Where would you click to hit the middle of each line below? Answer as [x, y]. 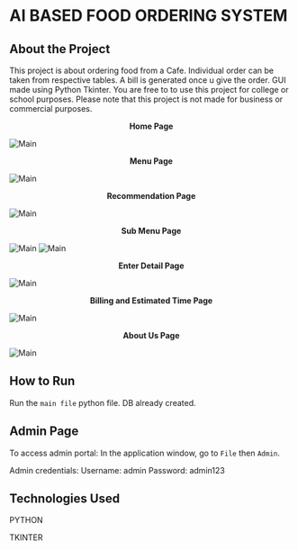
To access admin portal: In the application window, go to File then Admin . [145, 453]
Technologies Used [64, 499]
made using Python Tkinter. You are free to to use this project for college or [149, 90]
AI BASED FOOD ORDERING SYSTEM [149, 16]
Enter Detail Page [151, 266]
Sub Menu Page [151, 231]
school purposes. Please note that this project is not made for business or [146, 99]
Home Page [151, 126]
